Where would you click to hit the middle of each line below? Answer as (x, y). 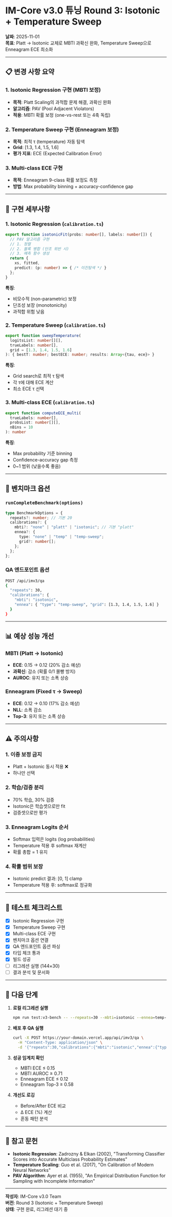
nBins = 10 (21, 427)
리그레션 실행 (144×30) (36, 966)
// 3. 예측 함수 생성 (30, 254)
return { (19, 258)
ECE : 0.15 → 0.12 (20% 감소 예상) (47, 665)
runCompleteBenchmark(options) (44, 503)
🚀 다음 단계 (22, 995)
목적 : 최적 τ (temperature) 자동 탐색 (49, 141)
